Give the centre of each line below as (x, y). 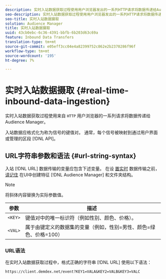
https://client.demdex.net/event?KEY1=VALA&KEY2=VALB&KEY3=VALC (73, 272)
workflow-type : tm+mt (27, 51)
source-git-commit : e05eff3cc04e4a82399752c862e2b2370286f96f (70, 46)
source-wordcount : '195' (31, 56)
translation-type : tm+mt (31, 42)
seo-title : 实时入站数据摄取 (32, 19)
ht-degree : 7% (20, 60)
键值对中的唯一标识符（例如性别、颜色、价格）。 (81, 218)
